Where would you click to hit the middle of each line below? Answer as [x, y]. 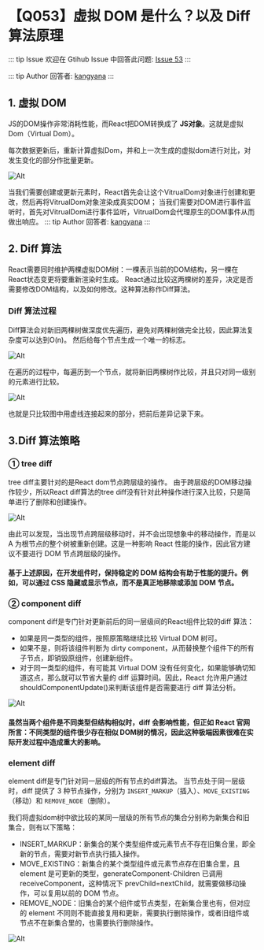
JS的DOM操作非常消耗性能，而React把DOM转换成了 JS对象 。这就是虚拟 [126, 124]
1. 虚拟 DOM [37, 103]
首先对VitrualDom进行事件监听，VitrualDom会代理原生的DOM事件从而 [142, 212]
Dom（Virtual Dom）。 [44, 133]
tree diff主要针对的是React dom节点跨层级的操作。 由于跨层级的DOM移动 [126, 482]
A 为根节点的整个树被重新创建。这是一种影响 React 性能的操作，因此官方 [126, 544]
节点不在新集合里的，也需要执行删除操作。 [88, 923]
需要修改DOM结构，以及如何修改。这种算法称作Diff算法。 [101, 289]
